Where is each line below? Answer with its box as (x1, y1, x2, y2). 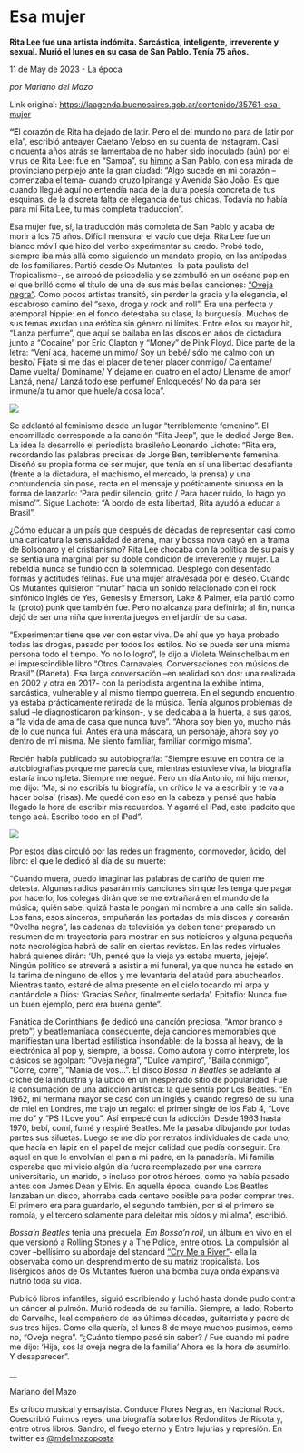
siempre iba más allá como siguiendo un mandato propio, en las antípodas (9, 250, 288, 261)
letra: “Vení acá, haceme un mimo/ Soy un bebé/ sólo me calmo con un (9, 346, 275, 357)
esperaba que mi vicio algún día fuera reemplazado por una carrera (9, 1161, 262, 1172)
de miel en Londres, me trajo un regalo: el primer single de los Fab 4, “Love (9, 1103, 290, 1114)
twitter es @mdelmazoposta (9, 1432, 115, 1443)
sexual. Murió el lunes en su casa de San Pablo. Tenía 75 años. (9, 45, 250, 56)
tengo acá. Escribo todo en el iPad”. (9, 811, 143, 822)
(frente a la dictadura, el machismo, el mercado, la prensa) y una (9, 468, 251, 479)
